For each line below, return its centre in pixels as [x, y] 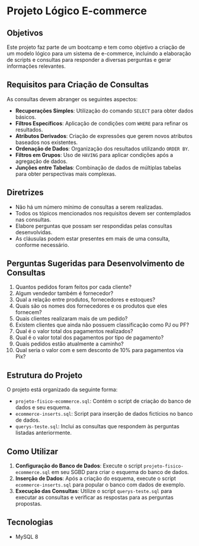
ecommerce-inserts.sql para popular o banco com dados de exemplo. [100, 485]
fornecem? [28, 312]
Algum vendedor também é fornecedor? [64, 293]
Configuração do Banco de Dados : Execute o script [79, 466]
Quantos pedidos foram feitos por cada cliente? [73, 287]
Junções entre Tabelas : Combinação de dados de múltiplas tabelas [98, 167]
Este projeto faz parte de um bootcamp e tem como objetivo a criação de [96, 47]
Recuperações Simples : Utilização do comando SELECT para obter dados [104, 111]
